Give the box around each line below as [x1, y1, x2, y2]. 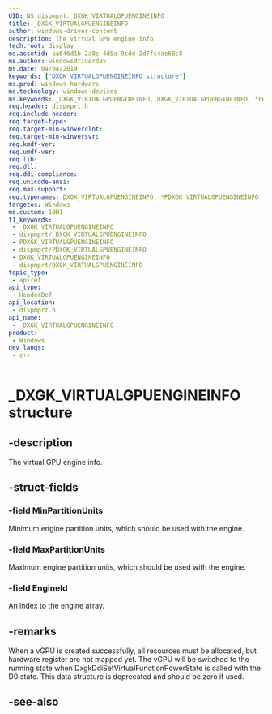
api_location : [8, 299, 57, 307]
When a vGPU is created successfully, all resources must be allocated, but [8, 646, 257, 656]
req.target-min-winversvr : [8, 132, 100, 140]
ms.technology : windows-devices [8, 87, 117, 96]
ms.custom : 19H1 [8, 208, 63, 216]
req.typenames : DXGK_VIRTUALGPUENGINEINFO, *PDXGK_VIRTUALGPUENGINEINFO [8, 192, 259, 201]
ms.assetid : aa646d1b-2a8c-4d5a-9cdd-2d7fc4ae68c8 [8, 49, 183, 58]
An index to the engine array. [8, 601, 105, 611]
